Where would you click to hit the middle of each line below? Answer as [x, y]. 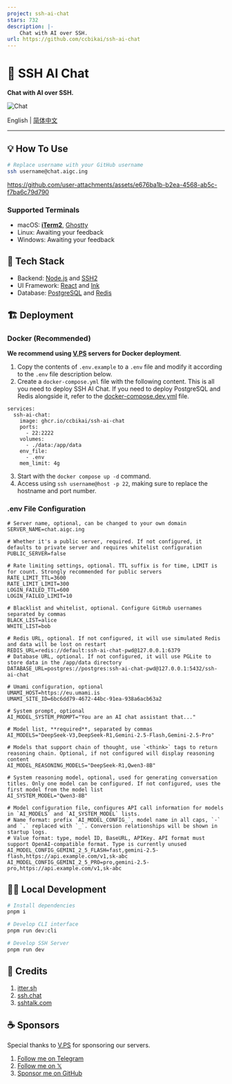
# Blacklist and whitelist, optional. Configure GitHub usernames [105, 608]
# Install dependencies [41, 906]
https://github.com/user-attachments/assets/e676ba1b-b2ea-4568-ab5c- [112, 185]
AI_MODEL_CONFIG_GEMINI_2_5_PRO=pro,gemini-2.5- [78, 862]
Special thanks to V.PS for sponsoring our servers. [79, 1045]
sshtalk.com [35, 1002]
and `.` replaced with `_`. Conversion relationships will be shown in [112, 826]
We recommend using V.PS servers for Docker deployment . [94, 353]
